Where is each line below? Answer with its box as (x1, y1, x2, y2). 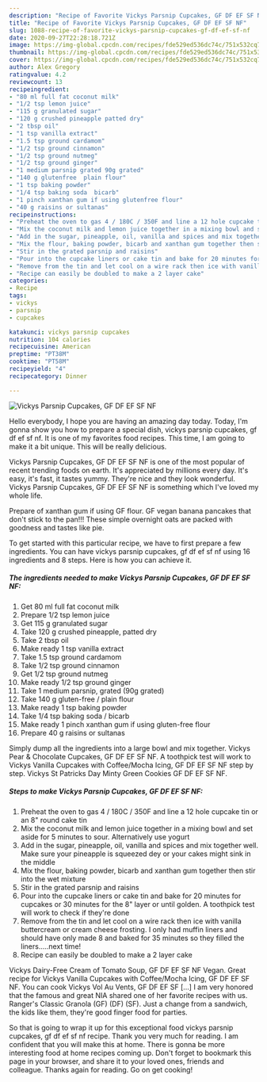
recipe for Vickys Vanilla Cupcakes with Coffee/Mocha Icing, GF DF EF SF (9, 973, 250, 983)
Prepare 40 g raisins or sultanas (20, 728, 125, 737)
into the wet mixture (20, 874, 86, 884)
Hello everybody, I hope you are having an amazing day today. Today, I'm (9, 416, 249, 426)
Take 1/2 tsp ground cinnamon (20, 660, 120, 670)
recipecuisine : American (9, 342, 91, 351)
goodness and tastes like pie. (9, 522, 105, 532)
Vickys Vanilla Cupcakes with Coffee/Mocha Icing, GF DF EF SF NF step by (9, 760, 254, 770)
